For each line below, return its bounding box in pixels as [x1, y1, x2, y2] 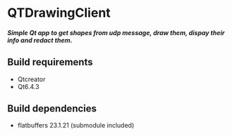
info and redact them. [7, 36, 73, 44]
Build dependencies [7, 102, 97, 114]
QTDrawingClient [7, 5, 111, 21]
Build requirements [7, 56, 93, 68]
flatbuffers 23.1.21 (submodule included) [17, 121, 135, 130]
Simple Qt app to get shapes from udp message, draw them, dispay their [7, 28, 225, 36]
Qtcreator [17, 75, 46, 83]
